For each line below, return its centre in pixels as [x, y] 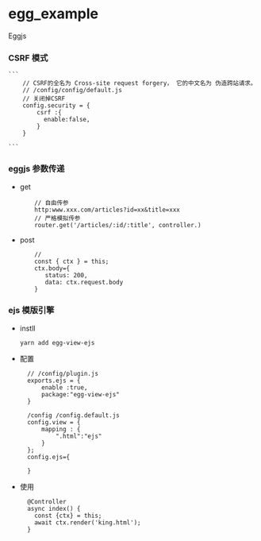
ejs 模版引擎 [31, 311]
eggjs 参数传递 [36, 169]
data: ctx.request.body [84, 282]
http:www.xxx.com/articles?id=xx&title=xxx [107, 210]
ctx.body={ [52, 268]
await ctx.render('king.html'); [88, 522]
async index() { [54, 508]
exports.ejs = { [54, 381]
